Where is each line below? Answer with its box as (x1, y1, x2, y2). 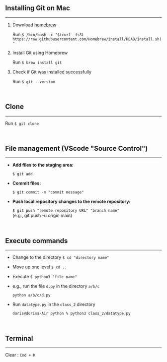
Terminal (5, 334, 33, 343)
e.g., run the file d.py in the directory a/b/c (12, 283, 100, 289)
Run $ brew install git (12, 59, 62, 65)
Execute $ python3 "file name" (12, 274, 77, 280)
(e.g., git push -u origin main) (12, 213, 73, 219)
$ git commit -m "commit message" (12, 190, 84, 195)
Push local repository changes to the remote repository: (12, 198, 131, 205)
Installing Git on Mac (5, 4, 71, 12)
